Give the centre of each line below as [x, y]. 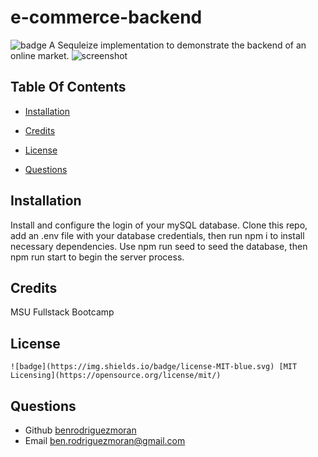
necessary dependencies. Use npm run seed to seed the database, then [159, 246]
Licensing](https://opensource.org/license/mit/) [116, 376]
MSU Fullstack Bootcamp [62, 312]
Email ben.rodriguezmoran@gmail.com [105, 440]
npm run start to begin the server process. [97, 257]
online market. [40, 55]
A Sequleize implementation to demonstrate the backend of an [177, 45]
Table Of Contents [68, 87]
